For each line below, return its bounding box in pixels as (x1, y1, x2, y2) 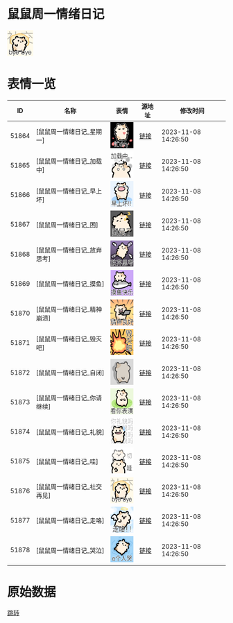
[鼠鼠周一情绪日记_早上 (35, 187, 103, 195)
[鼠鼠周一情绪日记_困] (35, 220, 98, 229)
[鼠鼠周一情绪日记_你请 (35, 393, 103, 402)
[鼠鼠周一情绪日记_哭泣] (35, 546, 105, 554)
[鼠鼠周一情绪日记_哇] (35, 457, 98, 466)
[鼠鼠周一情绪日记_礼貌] (35, 427, 105, 436)
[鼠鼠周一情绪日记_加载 (35, 157, 103, 165)
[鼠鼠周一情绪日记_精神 (35, 305, 103, 313)
